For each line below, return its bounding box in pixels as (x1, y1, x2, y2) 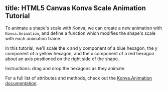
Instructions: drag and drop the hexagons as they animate (5, 65, 125, 71)
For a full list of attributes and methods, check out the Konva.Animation (5, 75, 152, 81)
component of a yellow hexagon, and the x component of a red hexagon (5, 50, 154, 56)
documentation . (5, 80, 38, 86)
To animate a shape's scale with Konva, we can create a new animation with (5, 25, 162, 31)
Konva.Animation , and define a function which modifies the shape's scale (5, 30, 156, 36)
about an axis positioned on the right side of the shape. (5, 56, 119, 62)
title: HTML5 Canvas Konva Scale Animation (5, 4, 146, 12)
